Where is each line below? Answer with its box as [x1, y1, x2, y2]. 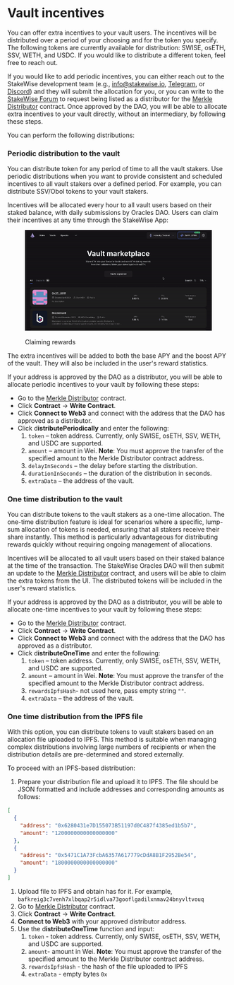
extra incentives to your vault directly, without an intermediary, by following [7, 110, 226, 118]
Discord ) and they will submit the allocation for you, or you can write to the [7, 87, 224, 95]
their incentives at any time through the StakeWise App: [7, 216, 169, 224]
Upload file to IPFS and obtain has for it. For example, [17, 887, 173, 895]
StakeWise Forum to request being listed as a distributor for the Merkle [7, 94, 213, 103]
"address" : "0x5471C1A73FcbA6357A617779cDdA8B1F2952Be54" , [20, 852, 197, 859]
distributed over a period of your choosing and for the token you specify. [7, 35, 218, 44]
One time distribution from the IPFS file [7, 711, 143, 721]
